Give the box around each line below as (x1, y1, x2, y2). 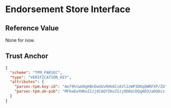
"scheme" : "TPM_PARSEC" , (10, 70, 63, 75)
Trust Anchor (5, 52, 48, 60)
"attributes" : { (10, 80, 44, 85)
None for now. (5, 37, 35, 43)
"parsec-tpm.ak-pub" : (14, 89, 60, 94)
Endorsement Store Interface (5, 4, 131, 15)
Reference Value (5, 24, 59, 32)
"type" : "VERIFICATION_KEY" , (10, 75, 72, 80)
